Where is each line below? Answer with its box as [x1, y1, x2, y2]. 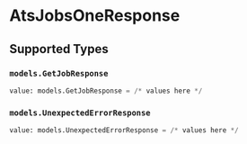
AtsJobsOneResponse [9, 5, 181, 26]
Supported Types [9, 41, 110, 57]
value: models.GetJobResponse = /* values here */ [9, 86, 203, 95]
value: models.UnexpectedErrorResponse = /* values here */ [9, 126, 240, 135]
